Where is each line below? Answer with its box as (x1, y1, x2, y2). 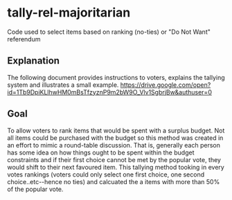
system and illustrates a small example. (7, 81, 119, 89)
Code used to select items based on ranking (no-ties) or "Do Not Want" (7, 28, 211, 36)
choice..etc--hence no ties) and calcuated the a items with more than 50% (7, 177, 220, 186)
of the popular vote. (7, 185, 64, 193)
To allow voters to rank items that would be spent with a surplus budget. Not (7, 126, 225, 134)
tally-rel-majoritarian (7, 5, 131, 21)
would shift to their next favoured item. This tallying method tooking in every (7, 163, 225, 171)
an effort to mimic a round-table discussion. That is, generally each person (7, 141, 220, 149)
